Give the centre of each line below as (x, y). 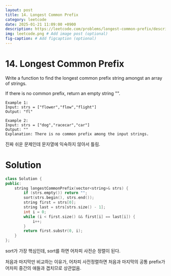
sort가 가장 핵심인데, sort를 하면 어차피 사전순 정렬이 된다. (63, 251)
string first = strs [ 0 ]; (50, 202)
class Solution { (24, 179)
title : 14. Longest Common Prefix (42, 15)
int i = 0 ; (35, 212)
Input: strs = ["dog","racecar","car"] (48, 125)
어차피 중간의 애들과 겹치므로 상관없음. (43, 268)
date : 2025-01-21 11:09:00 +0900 (41, 24)
